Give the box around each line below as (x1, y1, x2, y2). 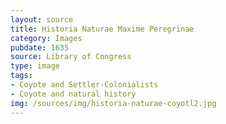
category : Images (10, 33, 83, 43)
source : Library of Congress (10, 52, 132, 62)
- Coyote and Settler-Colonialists (10, 80, 159, 90)
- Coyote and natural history (10, 89, 137, 99)
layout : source (10, 14, 74, 25)
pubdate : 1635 (10, 42, 70, 53)
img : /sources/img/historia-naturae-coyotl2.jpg (10, 98, 217, 108)
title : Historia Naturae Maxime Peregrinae (10, 24, 195, 34)
